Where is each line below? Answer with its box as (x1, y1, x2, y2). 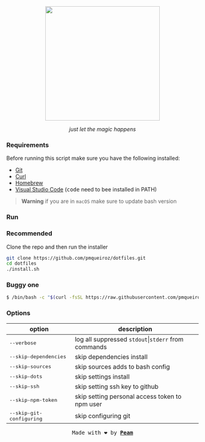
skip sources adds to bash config (74, 362, 170, 371)
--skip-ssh (9, 383, 40, 390)
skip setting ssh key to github (74, 382, 159, 391)
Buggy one (6, 280, 40, 289)
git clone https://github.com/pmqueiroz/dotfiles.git (6, 255, 146, 261)
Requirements (6, 140, 49, 149)
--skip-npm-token (9, 397, 58, 404)
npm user (74, 399, 103, 408)
